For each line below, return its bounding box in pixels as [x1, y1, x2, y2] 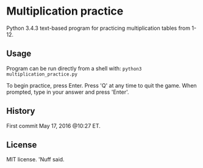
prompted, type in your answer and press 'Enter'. [6, 88, 129, 96]
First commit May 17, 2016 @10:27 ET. [6, 122, 101, 129]
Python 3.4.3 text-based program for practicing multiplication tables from [6, 24, 191, 32]
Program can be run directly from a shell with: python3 [6, 65, 142, 72]
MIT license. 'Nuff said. [6, 156, 65, 163]
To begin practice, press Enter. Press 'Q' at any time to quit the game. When [6, 82, 197, 89]
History [6, 106, 35, 116]
